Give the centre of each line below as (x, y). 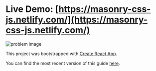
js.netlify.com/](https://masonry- (77, 20)
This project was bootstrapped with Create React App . (62, 54)
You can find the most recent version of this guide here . (63, 63)
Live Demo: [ (32, 9)
